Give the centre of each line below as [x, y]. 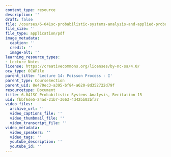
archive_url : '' [27, 109]
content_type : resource [31, 10]
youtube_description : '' [36, 142]
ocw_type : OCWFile [25, 71]
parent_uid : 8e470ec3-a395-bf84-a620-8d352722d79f [60, 85]
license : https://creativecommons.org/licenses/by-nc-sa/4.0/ [73, 66]
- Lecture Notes [22, 62]
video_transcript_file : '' [38, 123]
